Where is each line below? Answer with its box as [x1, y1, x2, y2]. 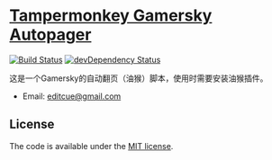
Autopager [9, 24, 92, 45]
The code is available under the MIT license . [9, 140, 174, 151]
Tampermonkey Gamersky [9, 5, 213, 26]
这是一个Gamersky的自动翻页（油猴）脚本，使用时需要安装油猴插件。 [9, 73, 268, 84]
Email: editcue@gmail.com [22, 91, 122, 102]
